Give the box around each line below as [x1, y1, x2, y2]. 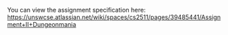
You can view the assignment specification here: [7, 6, 146, 14]
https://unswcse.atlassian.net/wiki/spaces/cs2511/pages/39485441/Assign [7, 13, 221, 21]
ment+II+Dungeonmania [7, 21, 76, 28]
